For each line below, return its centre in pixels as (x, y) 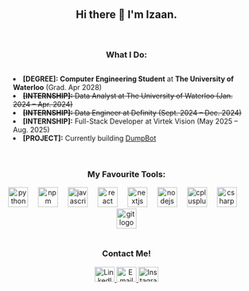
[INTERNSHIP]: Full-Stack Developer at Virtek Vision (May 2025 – (130, 121)
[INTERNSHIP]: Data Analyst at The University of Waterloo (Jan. (128, 96)
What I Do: (126, 54)
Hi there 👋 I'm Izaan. (126, 15)
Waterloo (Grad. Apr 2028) (57, 88)
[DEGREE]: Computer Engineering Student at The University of (128, 79)
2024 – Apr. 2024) (43, 104)
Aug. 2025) (31, 130)
